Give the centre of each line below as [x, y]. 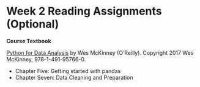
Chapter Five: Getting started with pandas [68, 71]
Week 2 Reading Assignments [84, 11]
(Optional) [33, 24]
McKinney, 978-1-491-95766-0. [46, 59]
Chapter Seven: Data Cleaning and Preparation [74, 77]
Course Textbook [29, 41]
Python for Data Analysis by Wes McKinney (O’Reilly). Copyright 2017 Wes [100, 52]
